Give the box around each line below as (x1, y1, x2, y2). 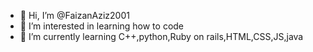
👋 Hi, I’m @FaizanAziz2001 (19, 10, 130, 21)
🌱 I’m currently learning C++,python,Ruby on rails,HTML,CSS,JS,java (19, 31, 304, 42)
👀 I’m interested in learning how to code (19, 20, 185, 32)
